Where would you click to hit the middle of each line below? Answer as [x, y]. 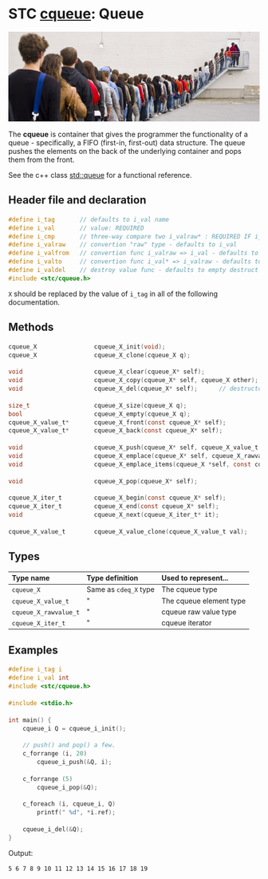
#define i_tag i [35, 670]
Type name [31, 578]
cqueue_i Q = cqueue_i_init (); [75, 728]
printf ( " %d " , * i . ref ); [76, 813]
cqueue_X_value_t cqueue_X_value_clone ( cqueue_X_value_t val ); [128, 531]
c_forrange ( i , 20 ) [55, 754]
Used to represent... [195, 578]
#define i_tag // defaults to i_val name [89, 219]
